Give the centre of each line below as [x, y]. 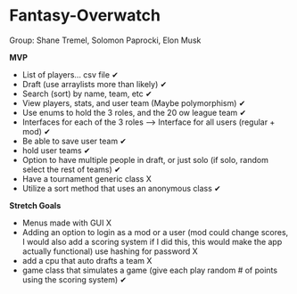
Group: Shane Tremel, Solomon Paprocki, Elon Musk [105, 40]
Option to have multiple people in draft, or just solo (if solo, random [145, 159]
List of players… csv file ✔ [70, 74]
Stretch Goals [35, 205]
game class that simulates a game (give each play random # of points [150, 270]
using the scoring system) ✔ [74, 279]
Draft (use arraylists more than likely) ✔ [95, 84]
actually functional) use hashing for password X [110, 251]
